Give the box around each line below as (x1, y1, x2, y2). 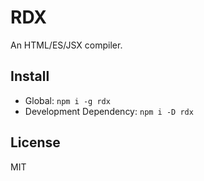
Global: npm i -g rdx (24, 94, 111, 106)
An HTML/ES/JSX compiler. (10, 39, 123, 51)
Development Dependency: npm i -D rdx (24, 105, 194, 117)
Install (10, 68, 50, 85)
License (10, 134, 61, 151)
